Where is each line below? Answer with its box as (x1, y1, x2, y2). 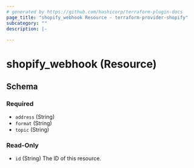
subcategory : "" (6, 20, 47, 26)
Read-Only (6, 141, 39, 149)
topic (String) (15, 126, 50, 133)
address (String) (15, 113, 55, 120)
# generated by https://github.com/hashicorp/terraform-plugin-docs (6, 8, 183, 15)
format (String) (15, 120, 53, 127)
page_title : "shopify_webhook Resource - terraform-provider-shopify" (6, 15, 189, 21)
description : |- (6, 25, 47, 32)
